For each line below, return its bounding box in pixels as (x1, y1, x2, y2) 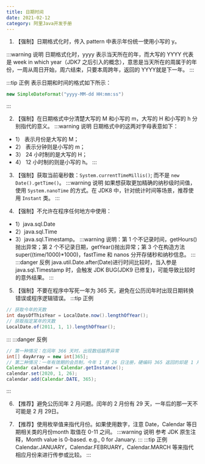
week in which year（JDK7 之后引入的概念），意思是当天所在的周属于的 (13, 59, 192, 66)
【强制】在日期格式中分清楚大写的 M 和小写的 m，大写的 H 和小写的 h (15, 115, 191, 122)
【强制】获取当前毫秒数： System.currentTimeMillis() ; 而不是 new (15, 172, 180, 179)
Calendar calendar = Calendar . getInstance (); (6, 365, 124, 371)
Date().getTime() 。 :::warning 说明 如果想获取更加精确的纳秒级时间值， (15, 179, 196, 186)
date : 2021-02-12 (6, 15, 51, 21)
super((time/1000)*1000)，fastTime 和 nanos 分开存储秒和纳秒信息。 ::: (15, 251, 196, 259)
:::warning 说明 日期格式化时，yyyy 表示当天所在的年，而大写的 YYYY (6, 51, 182, 58)
